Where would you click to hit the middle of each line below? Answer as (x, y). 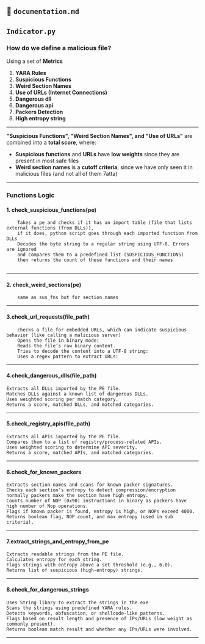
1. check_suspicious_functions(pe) (51, 210)
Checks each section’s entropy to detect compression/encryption (91, 490)
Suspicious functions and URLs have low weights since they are (97, 154)
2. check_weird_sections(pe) (44, 284)
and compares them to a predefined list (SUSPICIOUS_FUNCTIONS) (101, 255)
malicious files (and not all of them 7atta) (66, 174)
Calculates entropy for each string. (54, 560)
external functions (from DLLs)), (50, 228)
